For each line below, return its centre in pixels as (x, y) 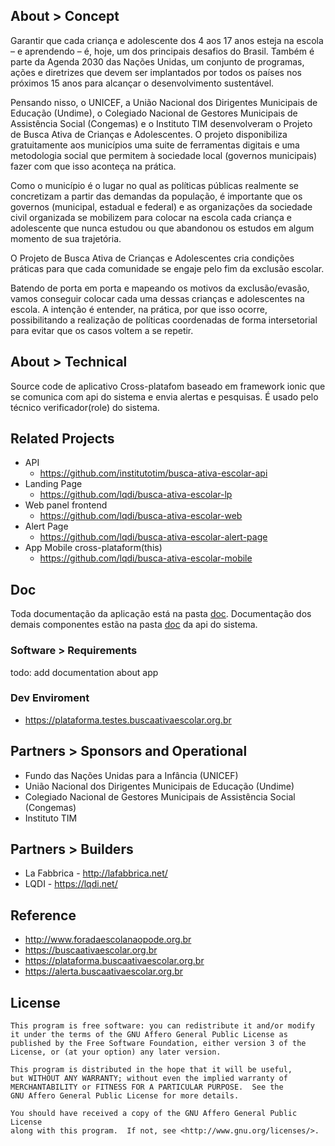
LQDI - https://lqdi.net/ (71, 884)
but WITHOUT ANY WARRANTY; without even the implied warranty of (149, 1079)
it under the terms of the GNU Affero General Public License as (149, 1035)
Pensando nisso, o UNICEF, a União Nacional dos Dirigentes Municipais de (164, 102)
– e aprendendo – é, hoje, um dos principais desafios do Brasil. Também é (162, 51)
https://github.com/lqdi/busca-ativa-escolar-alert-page (153, 537)
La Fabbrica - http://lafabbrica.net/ (96, 873)
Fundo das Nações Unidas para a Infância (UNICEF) (131, 775)
